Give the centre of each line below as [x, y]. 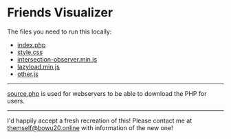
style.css [30, 52]
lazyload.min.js [38, 66]
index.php [31, 45]
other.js [28, 74]
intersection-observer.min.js [57, 59]
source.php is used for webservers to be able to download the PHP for [107, 93]
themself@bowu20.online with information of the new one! [90, 127]
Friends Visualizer [60, 13]
